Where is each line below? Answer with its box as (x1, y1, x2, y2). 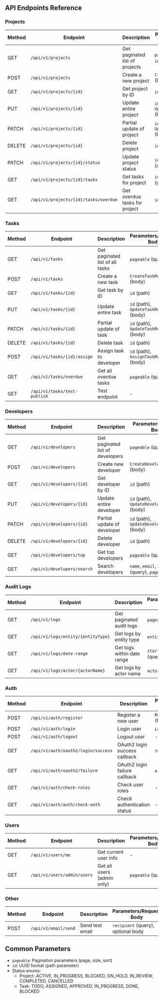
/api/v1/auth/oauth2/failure (31, 768, 98, 773)
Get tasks (122, 173, 144, 180)
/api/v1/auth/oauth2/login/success (31, 748, 113, 753)
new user (117, 718, 139, 724)
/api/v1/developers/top (31, 553, 86, 558)
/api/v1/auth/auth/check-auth (31, 802, 100, 807)
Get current (97, 849, 124, 855)
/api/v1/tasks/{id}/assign (31, 354, 93, 360)
